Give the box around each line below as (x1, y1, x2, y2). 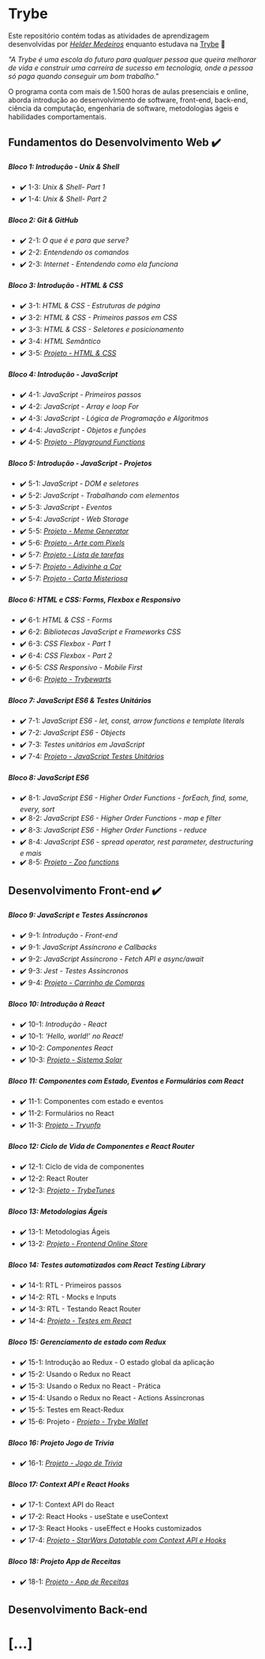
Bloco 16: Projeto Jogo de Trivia (8, 1438, 114, 1447)
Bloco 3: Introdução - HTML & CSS (8, 280, 124, 289)
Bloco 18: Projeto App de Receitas (8, 1556, 121, 1566)
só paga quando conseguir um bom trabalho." (8, 71, 159, 81)
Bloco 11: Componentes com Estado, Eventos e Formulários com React (8, 1076, 244, 1086)
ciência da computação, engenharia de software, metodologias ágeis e (8, 104, 239, 113)
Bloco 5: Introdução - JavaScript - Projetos (8, 458, 152, 467)
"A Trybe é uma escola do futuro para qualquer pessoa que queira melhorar (8, 55, 256, 64)
